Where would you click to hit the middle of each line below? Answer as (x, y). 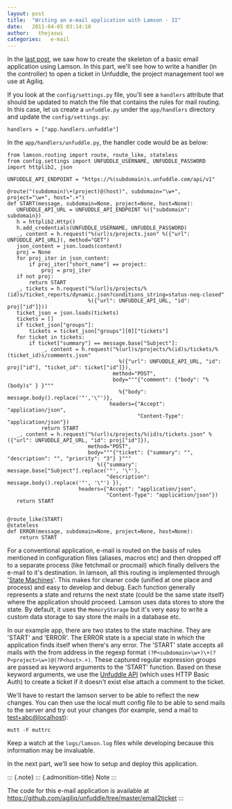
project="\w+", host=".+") (46, 198)
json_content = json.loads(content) (69, 246)
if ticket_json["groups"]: (55, 325)
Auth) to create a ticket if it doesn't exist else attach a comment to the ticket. (116, 682)
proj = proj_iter (66, 271)
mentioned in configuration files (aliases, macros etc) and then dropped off (114, 558)
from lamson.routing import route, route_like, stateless (92, 155)
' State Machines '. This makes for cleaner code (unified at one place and (110, 580)
